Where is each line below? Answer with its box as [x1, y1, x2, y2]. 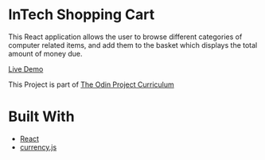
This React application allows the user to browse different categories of [8, 32, 243, 41]
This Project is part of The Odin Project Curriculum [8, 80, 175, 89]
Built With [8, 107, 75, 126]
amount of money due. [8, 49, 83, 58]
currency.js [19, 142, 57, 152]
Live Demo [8, 64, 44, 73]
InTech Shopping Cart [8, 6, 155, 24]
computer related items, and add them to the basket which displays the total [8, 40, 258, 49]
